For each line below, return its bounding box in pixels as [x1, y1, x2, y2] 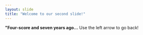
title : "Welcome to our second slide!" [5, 12, 86, 16]
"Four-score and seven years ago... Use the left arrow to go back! [5, 24, 139, 30]
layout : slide [5, 7, 34, 12]
